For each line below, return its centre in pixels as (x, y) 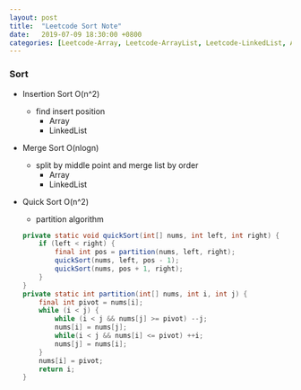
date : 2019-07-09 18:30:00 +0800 (76, 34)
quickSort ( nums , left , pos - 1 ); (117, 261)
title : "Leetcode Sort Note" (66, 26)
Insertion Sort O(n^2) (61, 93)
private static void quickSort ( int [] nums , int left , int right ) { (151, 235)
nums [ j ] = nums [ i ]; (91, 344)
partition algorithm (70, 219)
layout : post (34, 18)
